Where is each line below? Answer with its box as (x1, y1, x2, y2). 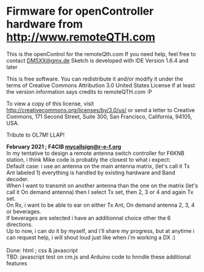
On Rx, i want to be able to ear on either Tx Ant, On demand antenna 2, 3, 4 (6, 201, 195, 209)
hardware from (6, 17, 83, 31)
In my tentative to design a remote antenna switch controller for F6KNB (6, 149, 185, 157)
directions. (6, 221, 33, 228)
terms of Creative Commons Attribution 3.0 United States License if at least (6, 81, 195, 89)
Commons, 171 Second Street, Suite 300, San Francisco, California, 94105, (6, 113, 192, 120)
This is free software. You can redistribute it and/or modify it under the (6, 75, 183, 82)
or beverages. (6, 207, 41, 215)
